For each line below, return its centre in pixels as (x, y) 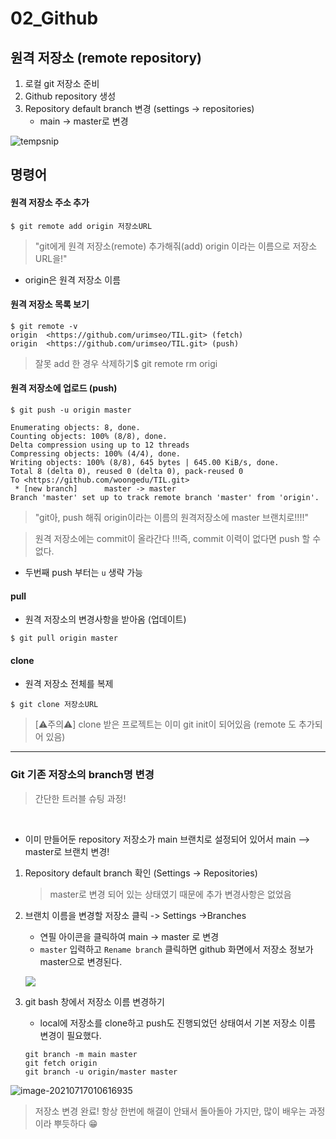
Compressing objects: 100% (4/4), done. (96, 454)
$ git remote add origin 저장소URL (81, 226)
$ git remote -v (44, 326)
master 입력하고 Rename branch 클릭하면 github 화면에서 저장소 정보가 (176, 949)
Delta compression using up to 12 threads (100, 445)
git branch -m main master (81, 1054)
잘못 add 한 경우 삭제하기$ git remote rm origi (126, 363)
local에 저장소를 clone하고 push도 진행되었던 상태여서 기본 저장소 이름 (178, 1023)
